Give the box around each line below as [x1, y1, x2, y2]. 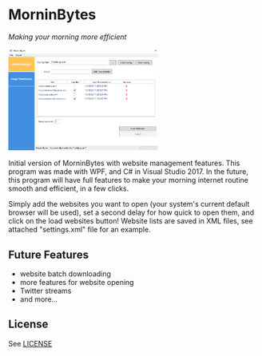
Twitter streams [19, 286, 72, 296]
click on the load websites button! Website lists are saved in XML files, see [8, 216, 253, 226]
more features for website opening [19, 278, 134, 287]
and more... [19, 295, 58, 304]
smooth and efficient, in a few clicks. [8, 184, 129, 193]
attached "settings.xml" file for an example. [8, 225, 151, 235]
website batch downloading [19, 269, 112, 279]
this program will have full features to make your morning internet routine [8, 176, 249, 185]
